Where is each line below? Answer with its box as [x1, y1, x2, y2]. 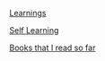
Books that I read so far [9, 42, 96, 53]
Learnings [9, 8, 47, 18]
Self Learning [9, 25, 59, 35]
